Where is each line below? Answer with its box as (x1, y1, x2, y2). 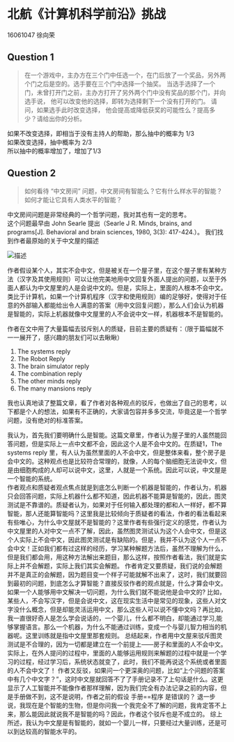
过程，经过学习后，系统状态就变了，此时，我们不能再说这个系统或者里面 (19, 657, 227, 666)
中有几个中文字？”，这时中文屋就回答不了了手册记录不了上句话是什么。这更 (7, 674, 224, 683)
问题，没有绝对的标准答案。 (7, 416, 87, 424)
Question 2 (7, 167, 56, 179)
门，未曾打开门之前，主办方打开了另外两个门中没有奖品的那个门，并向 (24, 88, 226, 96)
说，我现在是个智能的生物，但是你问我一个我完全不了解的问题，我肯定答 (7, 701, 214, 709)
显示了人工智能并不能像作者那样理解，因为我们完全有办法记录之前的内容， (7, 683, 221, 692)
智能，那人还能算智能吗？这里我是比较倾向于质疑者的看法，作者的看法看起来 (7, 509, 227, 517)
